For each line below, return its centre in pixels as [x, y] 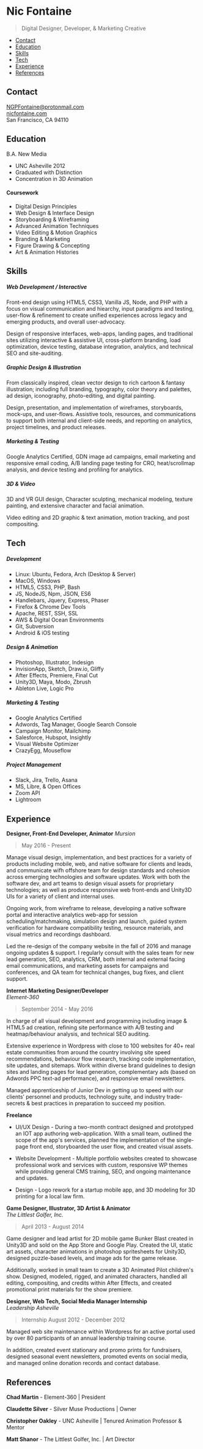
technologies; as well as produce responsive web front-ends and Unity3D [99, 890]
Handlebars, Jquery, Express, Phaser [62, 600]
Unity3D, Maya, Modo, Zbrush [53, 682]
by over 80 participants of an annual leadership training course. [87, 1338]
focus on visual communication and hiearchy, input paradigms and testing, [100, 309]
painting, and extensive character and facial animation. [76, 506]
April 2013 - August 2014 [53, 1227]
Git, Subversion [35, 626]
